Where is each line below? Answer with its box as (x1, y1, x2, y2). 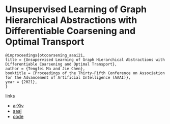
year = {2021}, (5, 79, 38, 84)
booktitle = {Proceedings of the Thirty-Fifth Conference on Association (5, 70, 165, 76)
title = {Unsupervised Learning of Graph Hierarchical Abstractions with (5, 57, 165, 62)
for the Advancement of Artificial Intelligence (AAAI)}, (5, 75, 131, 80)
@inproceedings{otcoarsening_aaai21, (5, 52, 86, 58)
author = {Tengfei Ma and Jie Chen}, (5, 66, 86, 71)
